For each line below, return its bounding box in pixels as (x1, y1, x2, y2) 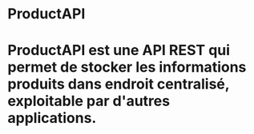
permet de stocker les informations (7, 58, 247, 77)
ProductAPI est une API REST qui (7, 41, 230, 60)
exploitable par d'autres (7, 93, 170, 110)
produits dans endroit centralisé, (7, 75, 230, 93)
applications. (7, 109, 97, 128)
